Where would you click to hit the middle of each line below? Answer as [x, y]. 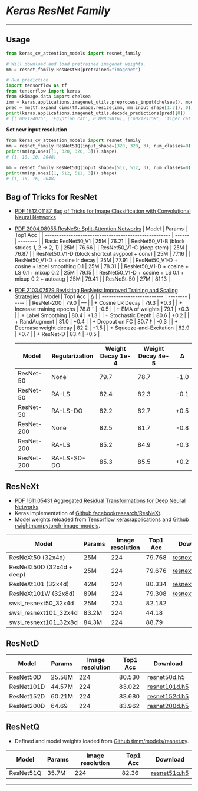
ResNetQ [23, 727]
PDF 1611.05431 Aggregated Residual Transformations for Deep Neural [100, 501]
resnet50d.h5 [166, 677]
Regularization [72, 356]
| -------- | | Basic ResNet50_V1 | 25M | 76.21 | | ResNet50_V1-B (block [100, 241]
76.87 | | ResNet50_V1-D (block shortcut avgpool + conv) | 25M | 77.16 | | [103, 254]
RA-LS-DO [67, 411]
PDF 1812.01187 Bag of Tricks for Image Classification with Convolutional [103, 211]
